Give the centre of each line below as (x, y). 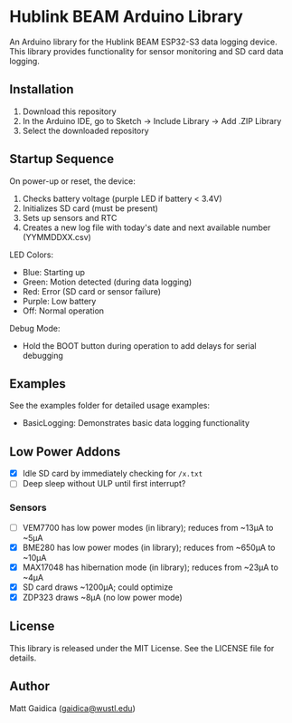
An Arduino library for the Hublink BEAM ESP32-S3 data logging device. (143, 42)
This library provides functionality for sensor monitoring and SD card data (146, 51)
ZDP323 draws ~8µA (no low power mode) (102, 597)
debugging (42, 355)
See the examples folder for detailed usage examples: (110, 406)
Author (29, 686)
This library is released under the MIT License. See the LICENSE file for (142, 648)
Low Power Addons (65, 452)
